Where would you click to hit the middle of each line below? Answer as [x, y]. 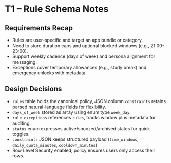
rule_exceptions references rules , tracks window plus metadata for [84, 117]
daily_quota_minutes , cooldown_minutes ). [55, 145]
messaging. [24, 62]
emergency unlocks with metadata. [49, 73]
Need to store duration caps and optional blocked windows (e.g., [81, 46]
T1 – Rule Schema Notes [57, 9]
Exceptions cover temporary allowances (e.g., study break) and [79, 67]
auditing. [22, 123]
